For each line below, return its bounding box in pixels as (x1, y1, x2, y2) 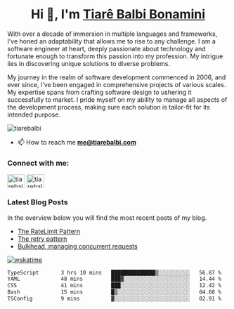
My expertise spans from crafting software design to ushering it (7, 88, 192, 96)
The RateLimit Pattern (17, 227, 81, 235)
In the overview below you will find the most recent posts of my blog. (7, 213, 207, 222)
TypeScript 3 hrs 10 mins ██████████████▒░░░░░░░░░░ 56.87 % (7, 269, 221, 276)
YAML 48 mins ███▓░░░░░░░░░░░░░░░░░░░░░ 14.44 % (7, 275, 221, 283)
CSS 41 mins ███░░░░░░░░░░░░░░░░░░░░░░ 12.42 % (7, 282, 221, 289)
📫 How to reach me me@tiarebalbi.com (17, 138, 137, 146)
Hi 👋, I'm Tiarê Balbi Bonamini (30, 6, 206, 22)
